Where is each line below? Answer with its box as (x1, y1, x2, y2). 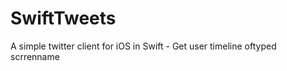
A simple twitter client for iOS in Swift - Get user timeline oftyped (10, 40, 277, 52)
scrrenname (10, 50, 60, 62)
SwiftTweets (10, 7, 117, 30)
